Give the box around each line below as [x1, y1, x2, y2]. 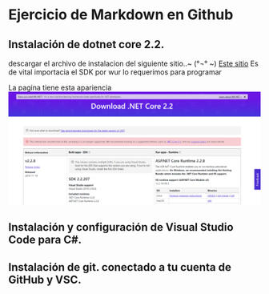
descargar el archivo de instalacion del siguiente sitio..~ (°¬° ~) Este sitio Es [8, 58, 259, 68]
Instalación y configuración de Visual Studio [8, 220, 234, 234]
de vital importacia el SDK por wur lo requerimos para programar [8, 67, 223, 77]
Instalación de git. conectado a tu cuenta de [8, 260, 232, 274]
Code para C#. [8, 233, 82, 247]
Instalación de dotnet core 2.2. [8, 38, 165, 51]
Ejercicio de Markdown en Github [8, 6, 234, 24]
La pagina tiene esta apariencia [8, 83, 112, 92]
